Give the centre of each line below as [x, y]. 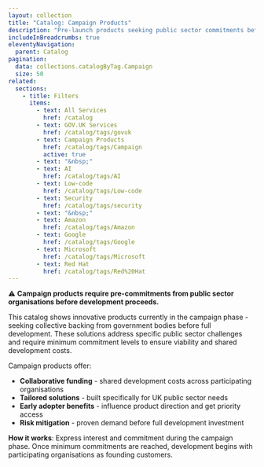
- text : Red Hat [63, 264]
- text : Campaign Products [81, 140]
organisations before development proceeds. [84, 302]
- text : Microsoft [66, 249]
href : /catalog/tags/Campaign [93, 147]
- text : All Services [72, 111]
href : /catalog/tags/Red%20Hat [94, 271]
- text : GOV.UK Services [77, 125]
